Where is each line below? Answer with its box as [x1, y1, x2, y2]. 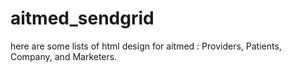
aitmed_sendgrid [10, 7, 155, 30]
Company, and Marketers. [10, 50, 118, 62]
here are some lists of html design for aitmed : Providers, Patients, [10, 40, 282, 52]
